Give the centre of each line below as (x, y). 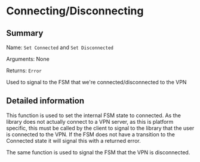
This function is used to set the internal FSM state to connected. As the (93, 115)
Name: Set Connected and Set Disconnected (60, 47)
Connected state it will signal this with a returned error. (74, 140)
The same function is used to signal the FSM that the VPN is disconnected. (98, 152)
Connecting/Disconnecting (75, 11)
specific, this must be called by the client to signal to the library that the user (100, 128)
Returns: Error (24, 71)
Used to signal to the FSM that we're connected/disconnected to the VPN (96, 82)
